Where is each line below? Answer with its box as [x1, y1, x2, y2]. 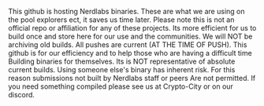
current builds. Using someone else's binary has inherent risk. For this [8, 65, 236, 74]
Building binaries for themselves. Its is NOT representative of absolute [8, 57, 236, 66]
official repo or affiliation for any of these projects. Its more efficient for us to [8, 24, 257, 32]
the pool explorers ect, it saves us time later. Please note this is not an [8, 15, 235, 24]
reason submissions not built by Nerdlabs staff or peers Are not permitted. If [8, 74, 256, 82]
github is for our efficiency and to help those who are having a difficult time [8, 49, 252, 57]
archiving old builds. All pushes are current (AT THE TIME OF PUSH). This [8, 40, 247, 49]
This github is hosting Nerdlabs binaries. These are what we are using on [8, 7, 245, 16]
